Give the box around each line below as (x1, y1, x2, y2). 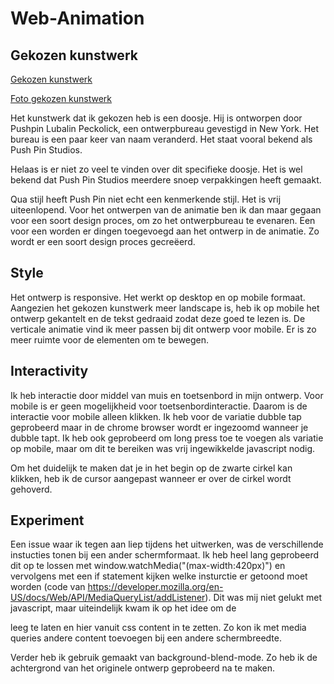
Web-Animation (10, 7, 145, 30)
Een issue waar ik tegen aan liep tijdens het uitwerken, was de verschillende (10, 538, 324, 551)
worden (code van (10, 581, 86, 593)
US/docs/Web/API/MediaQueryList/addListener (10, 592, 206, 604)
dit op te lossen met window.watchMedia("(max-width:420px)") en (10, 560, 286, 572)
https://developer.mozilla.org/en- (87, 581, 224, 593)
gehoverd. (10, 483, 53, 495)
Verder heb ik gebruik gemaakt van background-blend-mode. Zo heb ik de (10, 652, 318, 664)
